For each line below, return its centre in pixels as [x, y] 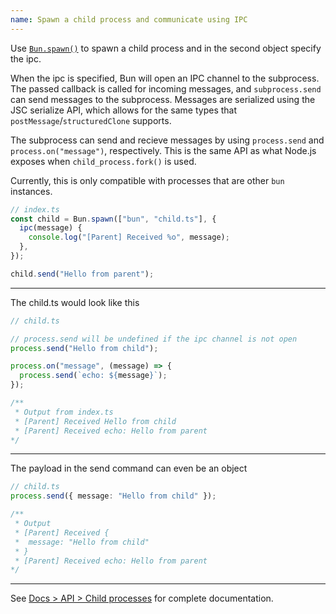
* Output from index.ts [64, 412]
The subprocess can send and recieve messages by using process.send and [167, 140]
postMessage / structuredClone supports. [91, 120]
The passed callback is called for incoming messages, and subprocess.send [166, 88]
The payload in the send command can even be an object [129, 468]
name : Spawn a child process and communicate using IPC [129, 19]
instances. [31, 191]
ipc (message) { [51, 228]
